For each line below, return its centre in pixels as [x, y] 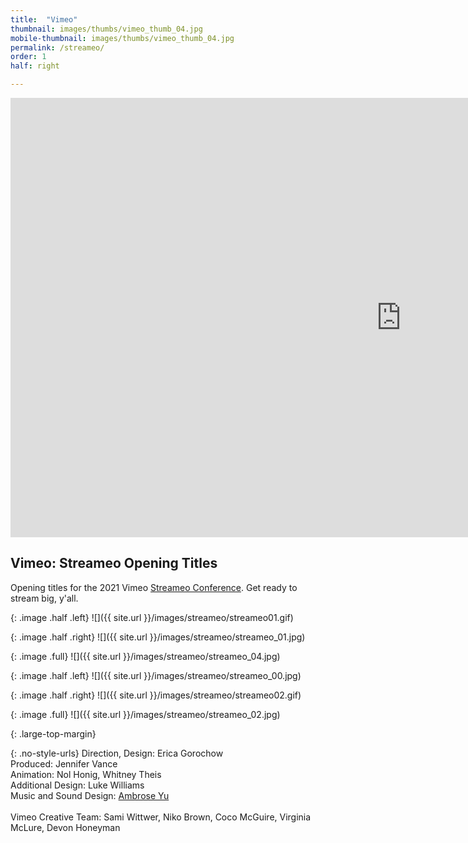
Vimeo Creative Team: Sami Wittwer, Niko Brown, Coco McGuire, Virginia [161, 817]
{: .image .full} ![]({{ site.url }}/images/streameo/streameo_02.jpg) [145, 714]
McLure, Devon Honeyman [65, 827]
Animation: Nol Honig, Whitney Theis [86, 774]
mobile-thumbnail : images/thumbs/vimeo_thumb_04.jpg [122, 38]
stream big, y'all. [44, 598]
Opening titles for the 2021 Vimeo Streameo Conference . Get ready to [154, 587]
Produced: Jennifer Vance [64, 763]
